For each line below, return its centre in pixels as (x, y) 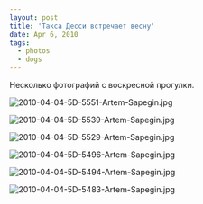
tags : (19, 43)
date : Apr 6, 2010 (44, 34)
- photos (34, 51)
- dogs (30, 59)
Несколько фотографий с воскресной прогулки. (102, 85)
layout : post (34, 18)
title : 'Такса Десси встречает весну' (82, 26)
